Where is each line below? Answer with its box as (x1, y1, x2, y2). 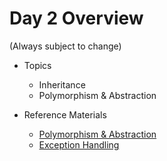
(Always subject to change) (9, 40, 122, 52)
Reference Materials (23, 108, 107, 121)
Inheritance (38, 78, 86, 91)
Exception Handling (38, 138, 120, 151)
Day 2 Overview (9, 7, 144, 30)
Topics (23, 59, 52, 71)
